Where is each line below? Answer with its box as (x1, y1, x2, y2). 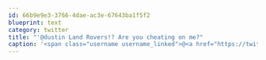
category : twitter (8, 26, 69, 34)
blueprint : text (8, 19, 62, 26)
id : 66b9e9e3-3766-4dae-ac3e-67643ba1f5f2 (8, 11, 150, 19)
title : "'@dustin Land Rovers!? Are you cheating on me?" (8, 33, 203, 41)
